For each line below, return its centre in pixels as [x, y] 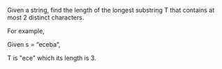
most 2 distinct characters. [46, 17]
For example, [26, 31]
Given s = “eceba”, [34, 44]
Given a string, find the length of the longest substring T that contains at [111, 10]
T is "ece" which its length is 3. [52, 58]
